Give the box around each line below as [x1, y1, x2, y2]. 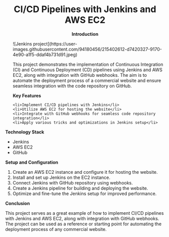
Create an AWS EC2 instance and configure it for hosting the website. [12, 169, 158, 175]
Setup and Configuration [5, 159, 59, 165]
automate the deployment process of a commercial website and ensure [12, 77, 161, 83]
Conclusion [5, 200, 30, 206]
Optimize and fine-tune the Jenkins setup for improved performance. [12, 191, 157, 197]
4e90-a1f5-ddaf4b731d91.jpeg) [12, 52, 77, 58]
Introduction [71, 31, 99, 37]
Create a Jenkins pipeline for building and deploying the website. [12, 185, 148, 191]
